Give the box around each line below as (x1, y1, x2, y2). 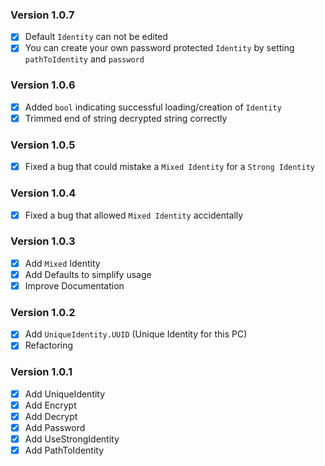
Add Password (24, 421, 86, 433)
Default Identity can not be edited (24, 31, 168, 43)
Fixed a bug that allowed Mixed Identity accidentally (24, 209, 244, 221)
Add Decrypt (24, 410, 78, 422)
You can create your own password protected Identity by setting (24, 42, 295, 54)
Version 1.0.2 (10, 305, 76, 319)
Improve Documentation (24, 279, 125, 292)
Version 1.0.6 (10, 78, 76, 92)
